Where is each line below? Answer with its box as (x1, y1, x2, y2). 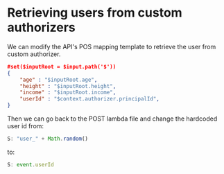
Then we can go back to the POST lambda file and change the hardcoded (7, 114, 218, 123)
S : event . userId (7, 161, 54, 168)
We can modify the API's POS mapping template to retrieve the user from (7, 42, 216, 51)
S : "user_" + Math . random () (7, 135, 89, 143)
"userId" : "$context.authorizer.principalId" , (19, 96, 160, 103)
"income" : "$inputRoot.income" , (19, 89, 117, 96)
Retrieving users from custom (7, 5, 182, 21)
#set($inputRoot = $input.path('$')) (7, 63, 117, 70)
